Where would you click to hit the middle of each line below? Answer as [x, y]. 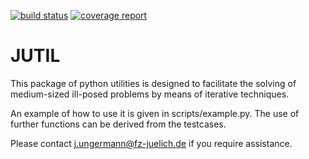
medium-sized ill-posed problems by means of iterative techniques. [150, 94]
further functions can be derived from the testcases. [118, 124]
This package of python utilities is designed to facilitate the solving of [153, 83]
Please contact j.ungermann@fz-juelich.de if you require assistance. [151, 143]
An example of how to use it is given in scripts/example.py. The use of [155, 113]
